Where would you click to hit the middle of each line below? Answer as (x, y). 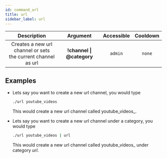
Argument (79, 36)
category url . (25, 150)
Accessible (116, 36)
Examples (21, 80)
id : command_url (22, 10)
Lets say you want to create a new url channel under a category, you (83, 121)
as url (32, 63)
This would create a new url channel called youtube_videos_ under (81, 145)
